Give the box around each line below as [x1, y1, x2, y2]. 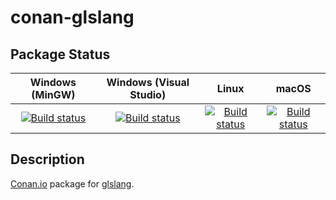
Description [10, 151, 85, 168]
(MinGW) [31, 88, 76, 101]
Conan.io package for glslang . [10, 177, 135, 190]
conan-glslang [10, 6, 135, 29]
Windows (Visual [106, 76, 190, 89]
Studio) [129, 88, 167, 101]
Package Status [10, 46, 111, 63]
